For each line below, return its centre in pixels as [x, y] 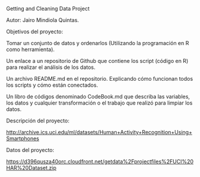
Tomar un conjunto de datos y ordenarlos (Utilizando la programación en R [98, 43]
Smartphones [23, 138]
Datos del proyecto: [30, 150]
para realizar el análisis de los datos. [51, 67]
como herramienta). [30, 49]
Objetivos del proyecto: [35, 31]
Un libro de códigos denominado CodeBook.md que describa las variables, [98, 97]
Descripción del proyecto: [38, 121]
